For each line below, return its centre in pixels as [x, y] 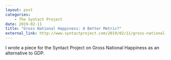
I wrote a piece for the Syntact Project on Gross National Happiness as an [82, 48]
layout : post [19, 10]
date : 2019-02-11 [24, 24]
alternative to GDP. [25, 53]
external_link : [21, 33]
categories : [18, 15]
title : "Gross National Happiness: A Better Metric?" [64, 29]
